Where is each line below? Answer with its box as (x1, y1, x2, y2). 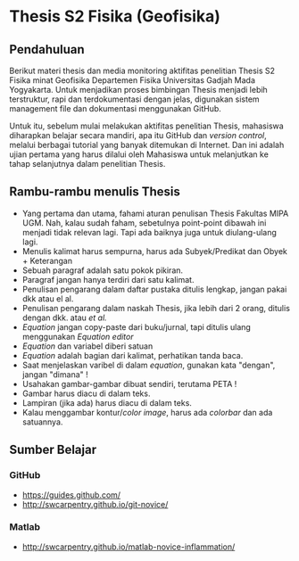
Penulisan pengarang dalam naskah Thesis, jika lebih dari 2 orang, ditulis (21, 302, 290, 313)
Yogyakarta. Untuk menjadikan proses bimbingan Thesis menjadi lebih (9, 85, 268, 95)
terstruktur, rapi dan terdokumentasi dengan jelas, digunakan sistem (9, 94, 261, 104)
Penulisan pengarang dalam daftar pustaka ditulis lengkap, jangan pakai (21, 284, 287, 294)
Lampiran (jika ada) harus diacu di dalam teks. (21, 397, 192, 408)
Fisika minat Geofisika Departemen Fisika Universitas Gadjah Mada (9, 75, 256, 86)
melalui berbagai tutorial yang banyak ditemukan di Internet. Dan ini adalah (9, 140, 285, 150)
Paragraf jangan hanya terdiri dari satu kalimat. (21, 274, 195, 285)
